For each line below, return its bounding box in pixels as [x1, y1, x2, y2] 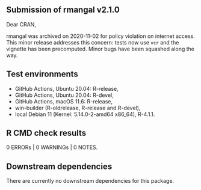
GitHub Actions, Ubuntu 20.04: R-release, [14, 85, 119, 92]
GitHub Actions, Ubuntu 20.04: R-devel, [14, 91, 114, 99]
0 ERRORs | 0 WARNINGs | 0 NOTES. [6, 144, 98, 151]
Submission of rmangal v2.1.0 [6, 5, 120, 15]
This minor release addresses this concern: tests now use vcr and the [6, 38, 179, 46]
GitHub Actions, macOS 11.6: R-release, [14, 97, 113, 105]
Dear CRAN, [6, 20, 36, 28]
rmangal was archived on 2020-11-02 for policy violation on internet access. [6, 32, 196, 40]
